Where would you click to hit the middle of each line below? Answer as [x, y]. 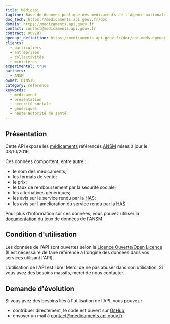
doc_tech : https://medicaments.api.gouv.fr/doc [56, 19]
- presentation [26, 99]
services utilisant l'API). [30, 257]
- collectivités [27, 57]
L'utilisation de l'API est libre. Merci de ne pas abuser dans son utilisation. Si [84, 267]
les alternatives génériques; [41, 192]
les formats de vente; [35, 176]
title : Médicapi [22, 10]
